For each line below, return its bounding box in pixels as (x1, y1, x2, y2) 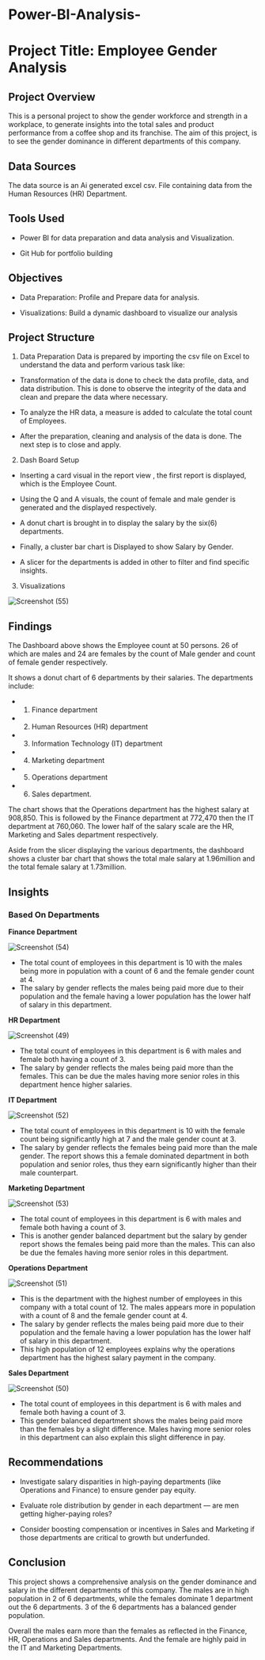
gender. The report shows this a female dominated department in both (19, 1151, 249, 1160)
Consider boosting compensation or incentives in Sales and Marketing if (19, 1524, 255, 1534)
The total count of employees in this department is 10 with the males (19, 957, 243, 967)
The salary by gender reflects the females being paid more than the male (19, 1142, 258, 1152)
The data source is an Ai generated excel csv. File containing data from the (8, 181, 252, 190)
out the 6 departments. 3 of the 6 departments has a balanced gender (8, 1602, 237, 1612)
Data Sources (8, 159, 77, 173)
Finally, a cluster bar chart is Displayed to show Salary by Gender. (19, 542, 234, 552)
